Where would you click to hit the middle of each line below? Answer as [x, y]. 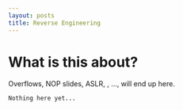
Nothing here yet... [42, 99]
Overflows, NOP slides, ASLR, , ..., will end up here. [92, 84]
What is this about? [73, 62]
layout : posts [32, 15]
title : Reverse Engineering [55, 23]
